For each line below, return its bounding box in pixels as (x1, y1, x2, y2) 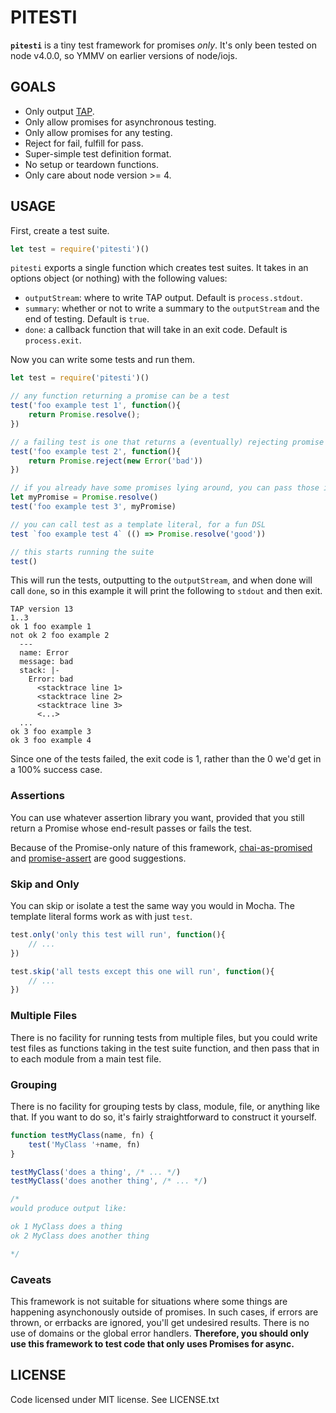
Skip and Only (10, 877, 80, 891)
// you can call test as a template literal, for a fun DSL (10, 519, 267, 530)
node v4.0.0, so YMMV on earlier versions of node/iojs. (10, 49, 238, 61)
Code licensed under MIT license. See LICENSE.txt (10, 1393, 220, 1405)
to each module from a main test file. (10, 1052, 162, 1065)
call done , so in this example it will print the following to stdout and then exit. (10, 585, 323, 597)
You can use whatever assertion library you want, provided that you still (10, 811, 305, 823)
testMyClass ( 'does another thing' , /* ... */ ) (10, 1176, 208, 1186)
